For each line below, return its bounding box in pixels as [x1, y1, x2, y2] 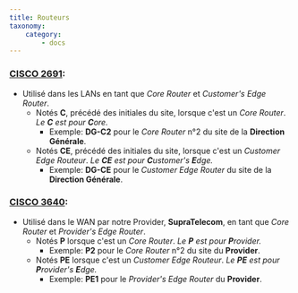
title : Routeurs [9, 13, 70, 22]
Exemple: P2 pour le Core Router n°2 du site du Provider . [48, 245, 261, 255]
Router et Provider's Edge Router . [21, 226, 146, 237]
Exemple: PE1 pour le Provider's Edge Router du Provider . [48, 273, 262, 284]
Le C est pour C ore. [35, 116, 109, 127]
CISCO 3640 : [9, 196, 69, 209]
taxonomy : [9, 22, 47, 30]
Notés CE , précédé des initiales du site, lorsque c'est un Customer [35, 145, 280, 156]
